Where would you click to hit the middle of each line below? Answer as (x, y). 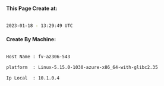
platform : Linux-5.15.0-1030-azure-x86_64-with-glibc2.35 (82, 68)
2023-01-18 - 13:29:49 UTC (40, 26)
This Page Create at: (32, 8)
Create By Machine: (31, 39)
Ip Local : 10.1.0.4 (33, 78)
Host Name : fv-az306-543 (38, 57)
